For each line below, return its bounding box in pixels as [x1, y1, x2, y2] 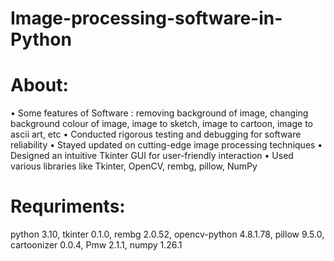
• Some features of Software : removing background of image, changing [10, 107, 309, 119]
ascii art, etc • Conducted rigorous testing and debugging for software [10, 128, 302, 141]
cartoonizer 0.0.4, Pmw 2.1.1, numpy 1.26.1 [10, 239, 183, 251]
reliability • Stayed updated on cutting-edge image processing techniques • [10, 139, 323, 151]
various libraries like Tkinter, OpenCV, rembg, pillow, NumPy [10, 160, 258, 172]
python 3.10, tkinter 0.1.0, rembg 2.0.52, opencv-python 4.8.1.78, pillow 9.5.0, [10, 228, 325, 241]
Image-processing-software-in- [10, 7, 283, 30]
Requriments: [10, 195, 126, 218]
